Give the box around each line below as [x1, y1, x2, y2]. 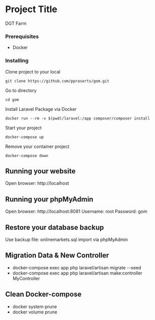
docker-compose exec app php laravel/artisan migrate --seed [12, 264, 141, 270]
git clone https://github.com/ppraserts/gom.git [5, 78, 110, 84]
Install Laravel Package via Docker [5, 106, 77, 112]
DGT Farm [5, 20, 27, 26]
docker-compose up [5, 134, 44, 140]
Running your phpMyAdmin [5, 195, 93, 204]
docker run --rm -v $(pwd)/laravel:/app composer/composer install [5, 115, 150, 121]
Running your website [5, 167, 76, 175]
